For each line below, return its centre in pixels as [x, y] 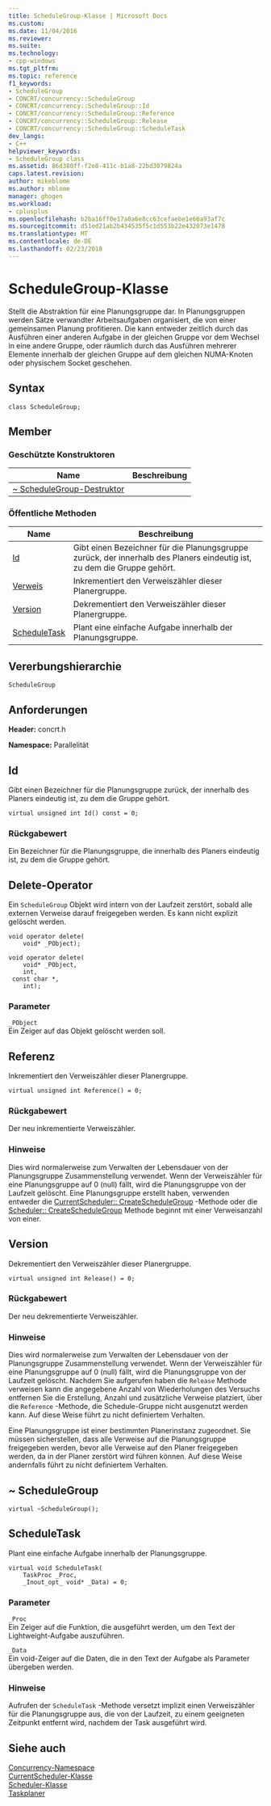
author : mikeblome [39, 181]
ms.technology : [34, 53]
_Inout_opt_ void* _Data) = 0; [75, 1582]
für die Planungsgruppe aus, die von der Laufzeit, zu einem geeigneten [127, 1714]
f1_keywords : [30, 83]
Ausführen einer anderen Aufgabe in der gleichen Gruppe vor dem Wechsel [134, 337]
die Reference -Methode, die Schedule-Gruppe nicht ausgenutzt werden [128, 1407]
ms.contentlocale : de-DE [50, 242]
